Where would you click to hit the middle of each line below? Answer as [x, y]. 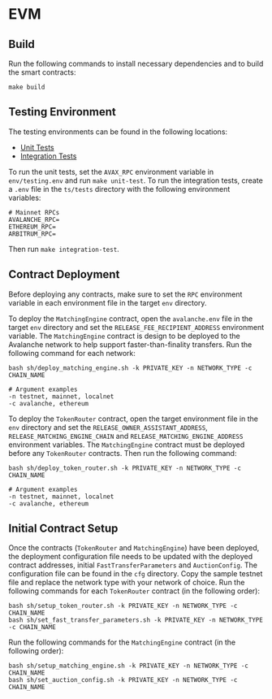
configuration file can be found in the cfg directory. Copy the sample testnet [136, 574]
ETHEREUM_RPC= [32, 227]
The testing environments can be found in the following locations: [118, 132]
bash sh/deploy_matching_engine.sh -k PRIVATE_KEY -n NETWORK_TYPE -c [130, 368]
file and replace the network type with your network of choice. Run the [127, 583]
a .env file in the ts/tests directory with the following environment [119, 189]
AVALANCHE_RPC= [34, 219]
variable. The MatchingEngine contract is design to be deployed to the [125, 336]
